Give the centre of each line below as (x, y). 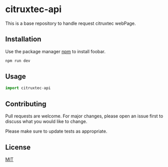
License (18, 147)
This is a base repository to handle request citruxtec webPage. (71, 23)
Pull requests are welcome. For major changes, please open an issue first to (84, 116)
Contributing (26, 104)
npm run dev (18, 61)
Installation (23, 39)
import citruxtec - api (28, 88)
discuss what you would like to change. (46, 121)
